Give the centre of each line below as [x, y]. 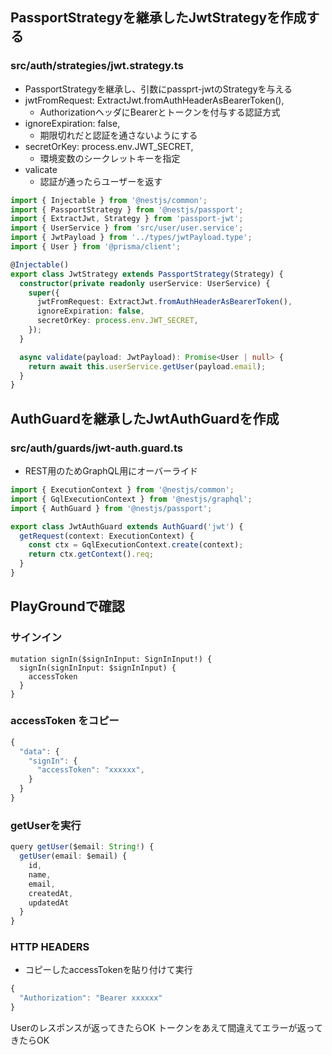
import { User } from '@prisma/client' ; [96, 247]
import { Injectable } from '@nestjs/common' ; [109, 200]
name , [40, 874]
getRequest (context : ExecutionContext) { [107, 536]
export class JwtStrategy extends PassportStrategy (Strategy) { [147, 274]
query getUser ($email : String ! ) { [82, 847]
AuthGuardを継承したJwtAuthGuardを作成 [145, 418]
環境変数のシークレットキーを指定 [110, 158]
